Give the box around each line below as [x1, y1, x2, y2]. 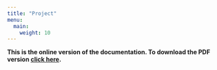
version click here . [7, 56, 62, 64]
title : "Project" [7, 10, 57, 17]
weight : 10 [19, 29, 51, 36]
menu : [7, 16, 23, 23]
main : [13, 23, 30, 30]
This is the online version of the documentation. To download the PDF [7, 48, 211, 56]
